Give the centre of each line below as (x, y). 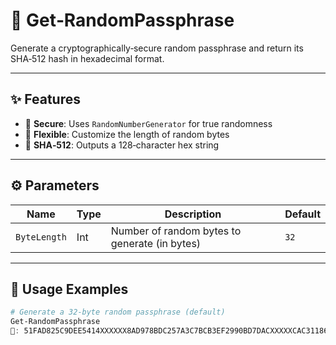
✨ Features (45, 99)
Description (193, 214)
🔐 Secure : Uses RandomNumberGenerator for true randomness (148, 123)
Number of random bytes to (176, 231)
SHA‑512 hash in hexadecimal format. (87, 58)
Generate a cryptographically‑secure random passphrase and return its (157, 48)
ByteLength (41, 237)
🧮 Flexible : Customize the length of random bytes (127, 134)
